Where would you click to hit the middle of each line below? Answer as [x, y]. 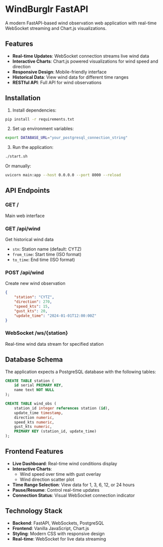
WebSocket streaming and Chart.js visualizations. [56, 28]
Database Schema [34, 360]
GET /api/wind [23, 229]
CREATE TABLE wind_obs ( [31, 404]
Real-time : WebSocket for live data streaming [59, 539]
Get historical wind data [29, 240]
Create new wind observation [35, 283]
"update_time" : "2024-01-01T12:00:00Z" [55, 316]
